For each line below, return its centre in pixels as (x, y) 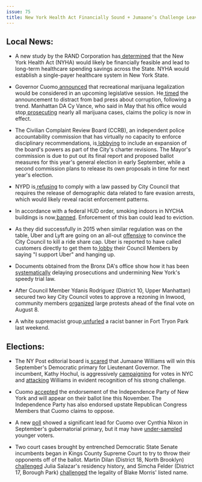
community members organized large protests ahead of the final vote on (105, 303)
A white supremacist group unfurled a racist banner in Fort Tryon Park (102, 321)
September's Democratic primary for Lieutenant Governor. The (93, 367)
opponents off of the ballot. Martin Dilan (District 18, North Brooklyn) (99, 460)
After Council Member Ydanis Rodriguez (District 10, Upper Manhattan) (103, 291)
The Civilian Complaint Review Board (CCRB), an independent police (99, 130)
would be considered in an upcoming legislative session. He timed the (102, 93)
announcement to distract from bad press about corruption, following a (103, 100)
